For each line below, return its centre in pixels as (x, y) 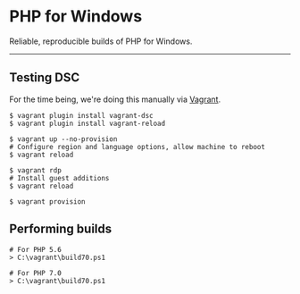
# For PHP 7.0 (36, 273)
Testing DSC (45, 78)
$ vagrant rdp (36, 170)
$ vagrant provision (48, 202)
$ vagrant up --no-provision (63, 139)
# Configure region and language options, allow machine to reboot (137, 147)
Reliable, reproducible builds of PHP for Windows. (101, 41)
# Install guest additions (59, 178)
